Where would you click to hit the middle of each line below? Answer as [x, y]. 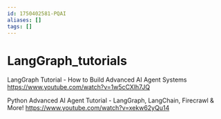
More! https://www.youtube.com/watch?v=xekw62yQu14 [88, 108]
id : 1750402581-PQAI [37, 13]
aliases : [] [24, 20]
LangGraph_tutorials [67, 61]
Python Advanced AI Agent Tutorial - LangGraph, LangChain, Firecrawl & [110, 100]
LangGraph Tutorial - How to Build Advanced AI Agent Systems [97, 80]
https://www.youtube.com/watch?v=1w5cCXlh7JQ [79, 87]
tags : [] [20, 26]
